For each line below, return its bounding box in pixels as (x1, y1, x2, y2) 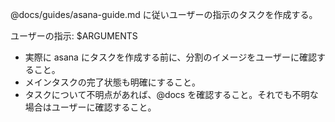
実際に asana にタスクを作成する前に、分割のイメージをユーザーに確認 (24, 51, 317, 63)
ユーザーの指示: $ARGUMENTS (10, 30, 138, 42)
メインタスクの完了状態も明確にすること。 (24, 76, 201, 88)
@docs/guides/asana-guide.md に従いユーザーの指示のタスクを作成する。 (10, 9, 318, 20)
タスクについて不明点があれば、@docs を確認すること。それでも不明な (24, 89, 319, 100)
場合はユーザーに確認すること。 (24, 101, 157, 113)
